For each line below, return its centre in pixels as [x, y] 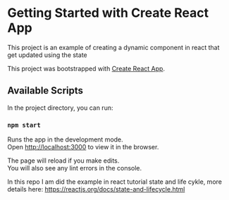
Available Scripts [45, 90]
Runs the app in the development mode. [65, 139]
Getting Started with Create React [108, 13]
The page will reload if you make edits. [63, 161]
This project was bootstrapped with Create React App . [86, 68]
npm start [24, 125]
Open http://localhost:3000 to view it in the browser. [83, 147]
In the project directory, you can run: [60, 108]
